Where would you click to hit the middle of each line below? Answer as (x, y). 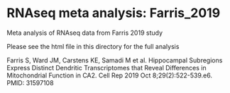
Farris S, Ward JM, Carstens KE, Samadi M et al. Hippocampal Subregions (115, 60)
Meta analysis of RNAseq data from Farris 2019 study (85, 33)
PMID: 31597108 (30, 82)
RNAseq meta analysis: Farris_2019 (114, 13)
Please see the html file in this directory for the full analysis (93, 46)
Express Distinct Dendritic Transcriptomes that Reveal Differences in (106, 67)
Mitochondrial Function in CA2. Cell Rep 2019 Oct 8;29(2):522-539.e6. (109, 75)
